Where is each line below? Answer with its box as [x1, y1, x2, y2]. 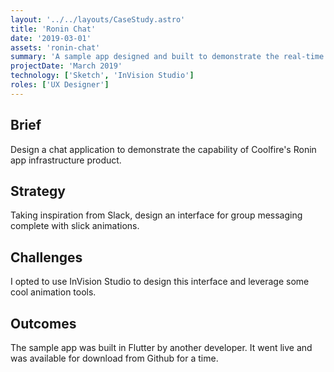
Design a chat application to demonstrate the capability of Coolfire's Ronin [10, 143, 317, 155]
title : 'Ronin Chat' [10, 24, 97, 34]
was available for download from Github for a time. [10, 352, 219, 364]
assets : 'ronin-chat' [10, 42, 101, 53]
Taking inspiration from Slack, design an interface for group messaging [10, 209, 303, 221]
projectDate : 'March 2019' [10, 61, 123, 71]
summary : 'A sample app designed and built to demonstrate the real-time [10, 52, 325, 62]
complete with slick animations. [10, 220, 140, 232]
